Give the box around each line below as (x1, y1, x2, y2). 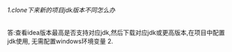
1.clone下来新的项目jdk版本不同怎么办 (7, 6, 116, 14)
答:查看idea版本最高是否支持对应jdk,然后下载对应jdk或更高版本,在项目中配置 (7, 28, 225, 37)
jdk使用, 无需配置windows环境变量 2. (7, 37, 114, 46)
